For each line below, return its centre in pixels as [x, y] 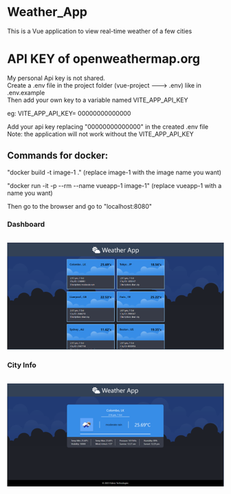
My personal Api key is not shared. [56, 78]
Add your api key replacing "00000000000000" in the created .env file [108, 126]
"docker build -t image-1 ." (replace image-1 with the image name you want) [114, 172]
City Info [22, 364]
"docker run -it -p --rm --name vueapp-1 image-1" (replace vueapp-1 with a [114, 185]
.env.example [26, 92]
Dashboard [26, 224]
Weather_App [47, 12]
